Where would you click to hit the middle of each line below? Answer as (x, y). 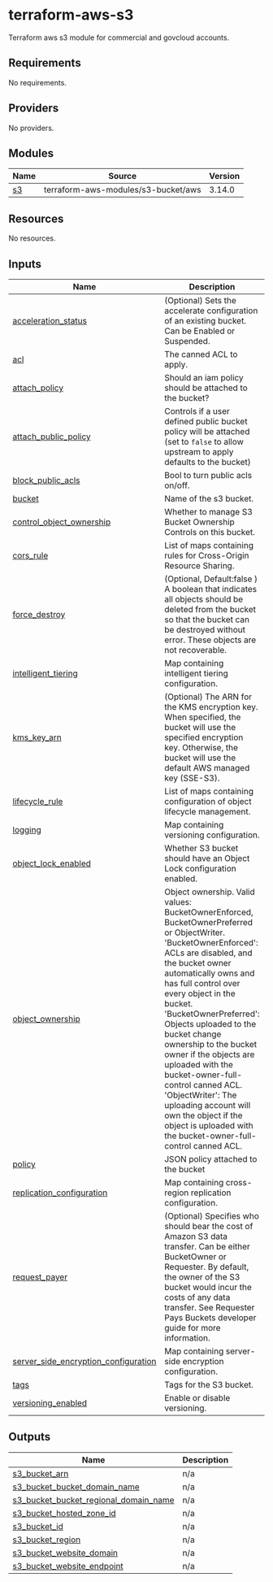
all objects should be (204, 599)
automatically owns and (209, 973)
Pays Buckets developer (210, 1317)
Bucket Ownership (199, 522)
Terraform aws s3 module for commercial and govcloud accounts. (119, 37)
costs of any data (197, 1297)
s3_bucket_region (47, 1540)
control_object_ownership (62, 522)
